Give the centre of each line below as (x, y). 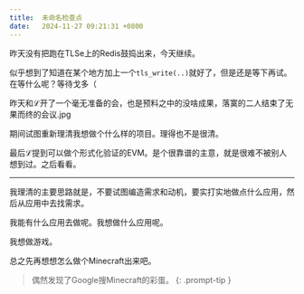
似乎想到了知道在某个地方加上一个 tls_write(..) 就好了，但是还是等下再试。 (151, 72)
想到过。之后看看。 (45, 164)
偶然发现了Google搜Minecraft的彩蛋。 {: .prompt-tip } (131, 280)
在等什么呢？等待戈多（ (53, 83)
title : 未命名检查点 (46, 18)
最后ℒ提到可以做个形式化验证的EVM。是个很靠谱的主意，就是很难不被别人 (148, 152)
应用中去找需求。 (57, 203)
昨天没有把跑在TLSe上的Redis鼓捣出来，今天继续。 (105, 53)
